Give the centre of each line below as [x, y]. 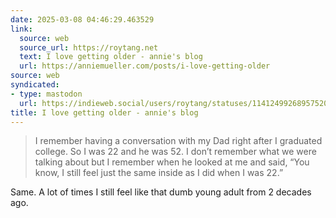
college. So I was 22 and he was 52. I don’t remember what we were [175, 152]
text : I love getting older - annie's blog [111, 57]
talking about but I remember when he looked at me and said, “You [172, 162]
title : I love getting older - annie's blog [104, 112]
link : [21, 29]
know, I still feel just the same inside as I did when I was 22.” [159, 173]
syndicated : [35, 85]
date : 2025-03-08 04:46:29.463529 [82, 19]
